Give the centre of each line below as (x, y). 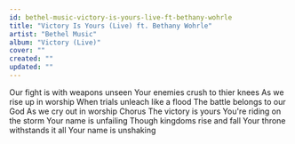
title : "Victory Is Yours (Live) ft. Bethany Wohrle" (111, 26)
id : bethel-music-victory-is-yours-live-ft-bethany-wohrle (121, 17)
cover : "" (28, 51)
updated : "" (31, 68)
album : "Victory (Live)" (55, 42)
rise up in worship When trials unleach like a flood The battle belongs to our (147, 101)
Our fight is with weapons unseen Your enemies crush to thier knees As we (147, 92)
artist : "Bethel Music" (53, 34)
